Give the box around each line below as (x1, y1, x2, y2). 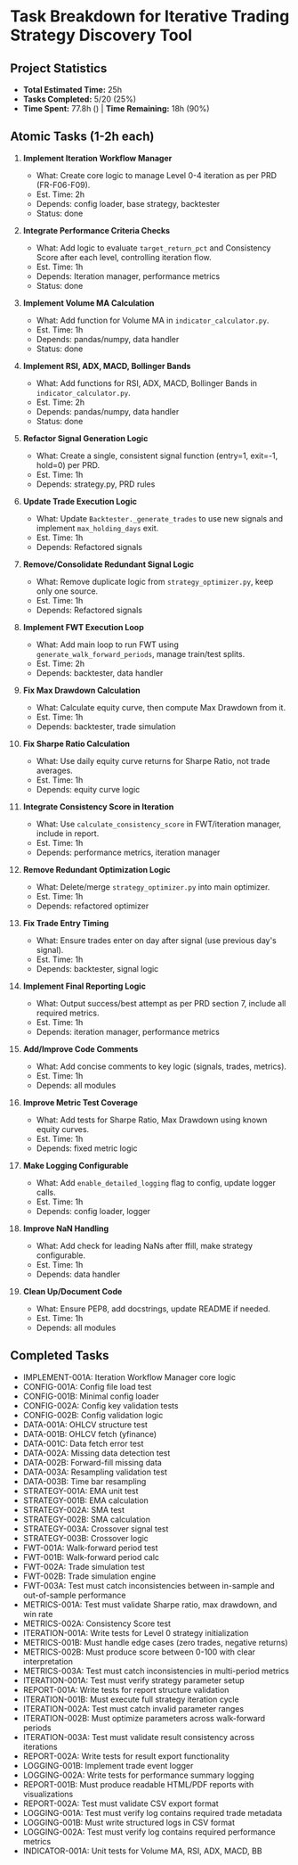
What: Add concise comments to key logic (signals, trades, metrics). (36, 1061, 287, 1072)
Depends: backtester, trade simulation (36, 720, 176, 732)
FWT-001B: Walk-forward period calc (22, 1551, 159, 1562)
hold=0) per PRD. (36, 459, 101, 470)
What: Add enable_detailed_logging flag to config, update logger (36, 1177, 277, 1187)
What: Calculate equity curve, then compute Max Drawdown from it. (36, 702, 286, 712)
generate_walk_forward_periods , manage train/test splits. (36, 648, 246, 659)
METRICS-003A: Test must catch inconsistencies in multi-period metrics (22, 1665, 290, 1676)
